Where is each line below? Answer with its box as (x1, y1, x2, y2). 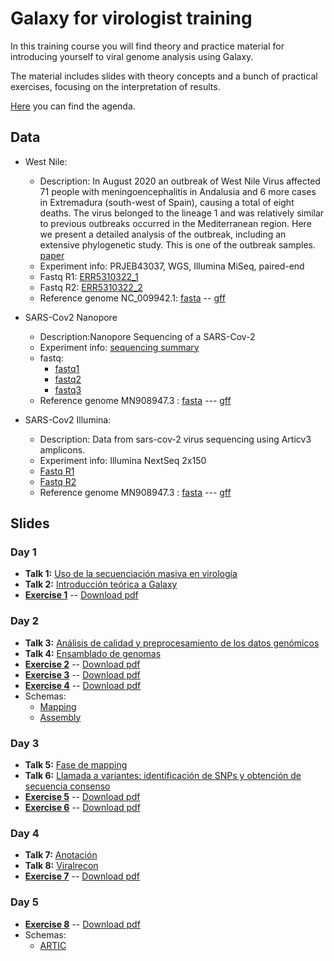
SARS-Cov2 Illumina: (24, 413, 112, 426)
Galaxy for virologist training (10, 7, 253, 30)
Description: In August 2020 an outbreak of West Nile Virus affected (39, 175, 321, 187)
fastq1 (54, 362, 80, 374)
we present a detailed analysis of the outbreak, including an (39, 228, 287, 240)
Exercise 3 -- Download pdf (24, 668, 141, 681)
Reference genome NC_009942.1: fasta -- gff (39, 292, 226, 304)
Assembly (39, 711, 82, 723)
